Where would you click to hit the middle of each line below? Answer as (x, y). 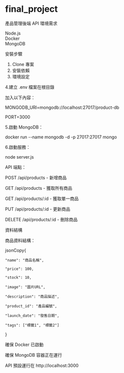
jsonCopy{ (16, 250)
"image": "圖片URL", (25, 287)
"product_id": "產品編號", (31, 306)
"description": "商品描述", (32, 297)
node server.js (20, 157)
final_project (31, 9)
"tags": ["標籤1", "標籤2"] (32, 325)
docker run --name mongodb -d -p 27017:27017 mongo (61, 137)
